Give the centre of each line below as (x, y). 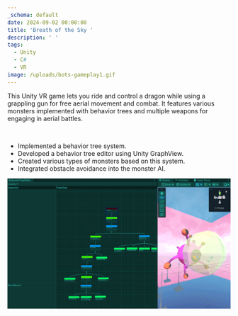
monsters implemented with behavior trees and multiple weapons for (108, 111)
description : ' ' (33, 38)
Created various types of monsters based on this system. (101, 161)
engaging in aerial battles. (45, 118)
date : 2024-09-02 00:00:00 (47, 22)
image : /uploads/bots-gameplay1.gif (61, 74)
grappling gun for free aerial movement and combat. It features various (111, 103)
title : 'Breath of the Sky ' (50, 30)
